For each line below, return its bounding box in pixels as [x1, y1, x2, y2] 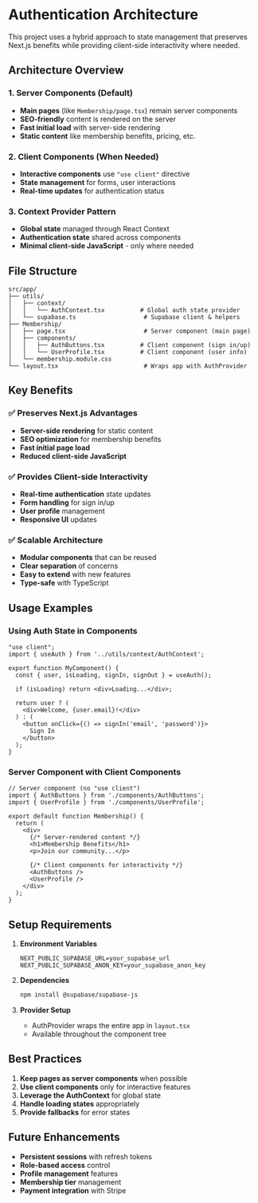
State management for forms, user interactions [19, 177, 176, 187]
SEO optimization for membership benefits [19, 434, 162, 444]
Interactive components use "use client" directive [19, 169, 190, 179]
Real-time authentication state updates [19, 489, 151, 499]
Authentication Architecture [8, 6, 199, 24]
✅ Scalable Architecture [8, 534, 104, 546]
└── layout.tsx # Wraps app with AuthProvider [8, 362, 248, 370]
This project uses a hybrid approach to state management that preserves [8, 32, 248, 41]
